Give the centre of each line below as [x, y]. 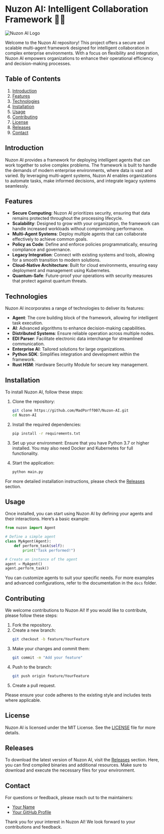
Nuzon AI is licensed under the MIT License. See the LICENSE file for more [80, 727]
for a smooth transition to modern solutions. [56, 260]
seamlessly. [17, 186]
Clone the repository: [34, 402]
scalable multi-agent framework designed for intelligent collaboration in [77, 48]
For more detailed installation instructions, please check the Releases [75, 481]
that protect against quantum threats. [50, 281]
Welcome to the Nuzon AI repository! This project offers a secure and [75, 42]
